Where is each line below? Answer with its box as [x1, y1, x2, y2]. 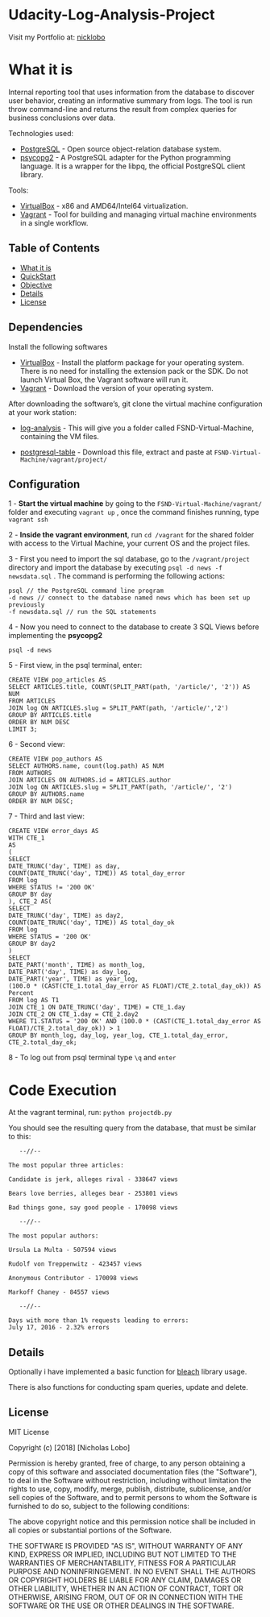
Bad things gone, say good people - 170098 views [8, 1204, 179, 1212]
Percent [8, 989, 35, 997]
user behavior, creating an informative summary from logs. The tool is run [8, 95, 253, 106]
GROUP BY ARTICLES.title [8, 711, 92, 719]
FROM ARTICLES [8, 697, 56, 706]
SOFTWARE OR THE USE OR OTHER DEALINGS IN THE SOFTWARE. [8, 1601, 235, 1611]
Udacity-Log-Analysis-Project [8, 6, 215, 24]
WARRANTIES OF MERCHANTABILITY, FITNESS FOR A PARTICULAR [8, 1557, 236, 1568]
